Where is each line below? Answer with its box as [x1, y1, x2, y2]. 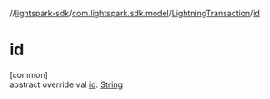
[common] [9, 69, 48, 80]
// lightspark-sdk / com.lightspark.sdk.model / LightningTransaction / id [9, 8, 261, 18]
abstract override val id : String [9, 79, 124, 90]
